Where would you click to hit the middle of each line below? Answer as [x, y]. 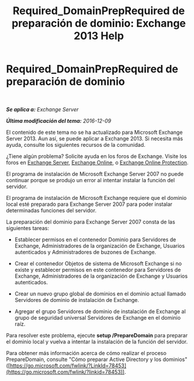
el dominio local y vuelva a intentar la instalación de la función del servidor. [97, 341]
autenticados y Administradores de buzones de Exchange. [85, 252]
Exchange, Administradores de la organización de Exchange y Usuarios [101, 276]
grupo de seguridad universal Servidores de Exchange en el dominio [98, 317]
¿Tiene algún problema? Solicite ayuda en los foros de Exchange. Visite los [96, 156]
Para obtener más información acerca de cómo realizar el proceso [86, 353]
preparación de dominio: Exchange [99, 23]
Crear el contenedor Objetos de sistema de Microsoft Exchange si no [98, 263]
